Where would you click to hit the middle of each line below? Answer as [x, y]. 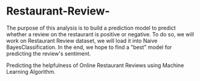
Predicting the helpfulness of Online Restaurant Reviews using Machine [95, 65]
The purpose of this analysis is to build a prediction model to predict [91, 28]
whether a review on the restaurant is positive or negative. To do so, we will [100, 34]
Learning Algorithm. [31, 71]
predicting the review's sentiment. [49, 53]
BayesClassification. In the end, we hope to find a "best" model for [89, 47]
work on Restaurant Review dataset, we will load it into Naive [82, 40]
